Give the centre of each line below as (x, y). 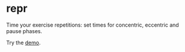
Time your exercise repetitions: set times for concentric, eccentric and (92, 25)
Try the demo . (23, 43)
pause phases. (24, 31)
